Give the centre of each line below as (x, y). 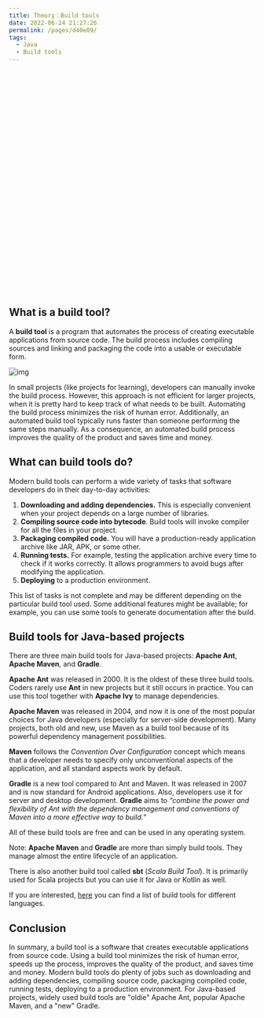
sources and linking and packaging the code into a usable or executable (125, 348)
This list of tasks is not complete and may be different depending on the (125, 595)
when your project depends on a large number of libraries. (115, 513)
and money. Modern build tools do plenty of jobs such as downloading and (130, 972)
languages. (27, 904)
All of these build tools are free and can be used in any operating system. (127, 833)
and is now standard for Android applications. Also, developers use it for (126, 792)
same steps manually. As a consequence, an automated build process (122, 429)
